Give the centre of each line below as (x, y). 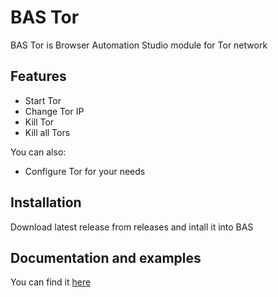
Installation (46, 202)
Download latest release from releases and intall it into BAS (132, 227)
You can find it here (51, 282)
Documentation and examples (106, 257)
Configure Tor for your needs (85, 171)
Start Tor (43, 100)
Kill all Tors (47, 132)
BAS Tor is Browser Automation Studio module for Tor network (139, 45)
